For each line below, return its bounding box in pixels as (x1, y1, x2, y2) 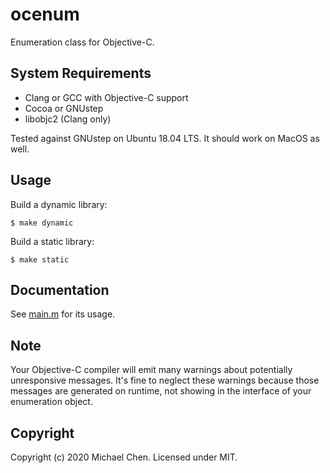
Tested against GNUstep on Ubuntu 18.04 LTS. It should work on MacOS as (10, 132, 320, 144)
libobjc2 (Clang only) (24, 113, 112, 125)
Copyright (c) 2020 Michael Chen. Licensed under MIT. (10, 451, 238, 463)
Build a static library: (10, 235, 95, 247)
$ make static (10, 254, 70, 265)
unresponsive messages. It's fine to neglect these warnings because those (10, 374, 320, 387)
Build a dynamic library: (10, 198, 108, 210)
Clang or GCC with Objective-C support (24, 91, 189, 103)
